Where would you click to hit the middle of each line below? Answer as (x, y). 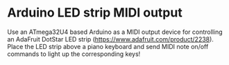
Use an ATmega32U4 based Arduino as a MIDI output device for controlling (115, 32)
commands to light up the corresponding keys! (74, 54)
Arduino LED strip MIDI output (95, 13)
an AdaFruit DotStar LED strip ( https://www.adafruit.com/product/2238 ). (110, 39)
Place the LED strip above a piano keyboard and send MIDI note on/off (108, 46)
